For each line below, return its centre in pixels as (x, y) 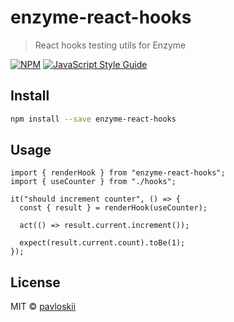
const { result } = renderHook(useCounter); (113, 208)
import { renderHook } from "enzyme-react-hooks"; (118, 173)
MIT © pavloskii (43, 307)
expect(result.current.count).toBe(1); (102, 243)
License (35, 282)
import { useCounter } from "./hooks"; (93, 182)
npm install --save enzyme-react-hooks (93, 119)
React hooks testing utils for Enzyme (110, 45)
